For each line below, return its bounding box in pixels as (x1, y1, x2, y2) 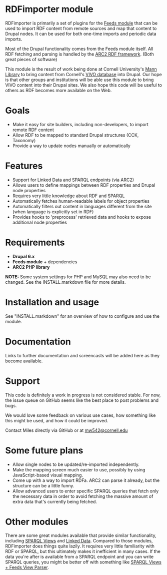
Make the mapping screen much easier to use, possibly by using (12, 466, 145, 472)
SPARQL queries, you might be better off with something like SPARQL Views (5, 559, 161, 565)
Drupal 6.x (12, 253, 35, 259)
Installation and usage (5, 296, 99, 308)
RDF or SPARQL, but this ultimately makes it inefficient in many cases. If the (5, 548, 161, 554)
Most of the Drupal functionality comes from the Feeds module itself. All (5, 46, 153, 52)
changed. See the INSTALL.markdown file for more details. (5, 279, 126, 285)
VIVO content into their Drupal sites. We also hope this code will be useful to (5, 82, 162, 88)
